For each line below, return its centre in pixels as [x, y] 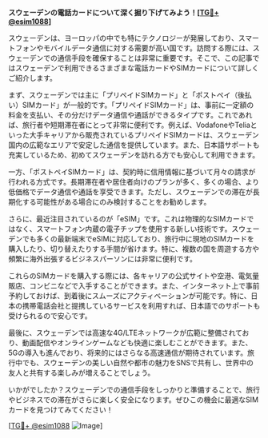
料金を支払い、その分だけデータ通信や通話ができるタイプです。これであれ [130, 115]
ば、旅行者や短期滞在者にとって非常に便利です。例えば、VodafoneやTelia [129, 125]
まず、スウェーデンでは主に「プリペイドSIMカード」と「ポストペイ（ [123, 95]
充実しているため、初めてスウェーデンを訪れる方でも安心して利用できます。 [134, 155]
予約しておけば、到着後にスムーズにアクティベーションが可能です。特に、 [130, 296]
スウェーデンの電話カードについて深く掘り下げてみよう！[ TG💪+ [114, 12]
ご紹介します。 [33, 78]
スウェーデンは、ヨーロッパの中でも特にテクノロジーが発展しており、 [123, 38]
